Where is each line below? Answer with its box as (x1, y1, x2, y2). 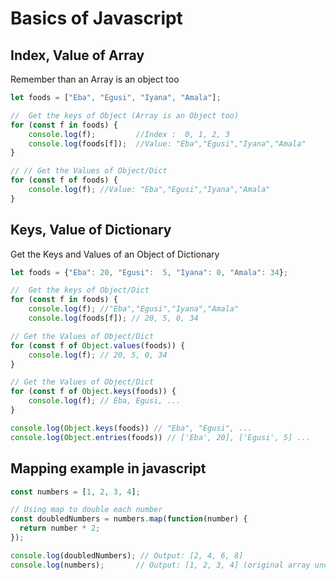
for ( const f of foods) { (10, 175, 118, 186)
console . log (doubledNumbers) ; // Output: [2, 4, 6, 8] (10, 550, 244, 561)
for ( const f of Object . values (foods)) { (10, 340, 186, 351)
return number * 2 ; (19, 523, 101, 534)
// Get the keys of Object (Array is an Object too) (10, 110, 240, 121)
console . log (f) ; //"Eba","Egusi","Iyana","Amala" (28, 304, 240, 314)
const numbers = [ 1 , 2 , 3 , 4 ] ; (10, 487, 141, 497)
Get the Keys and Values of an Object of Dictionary (10, 248, 220, 260)
